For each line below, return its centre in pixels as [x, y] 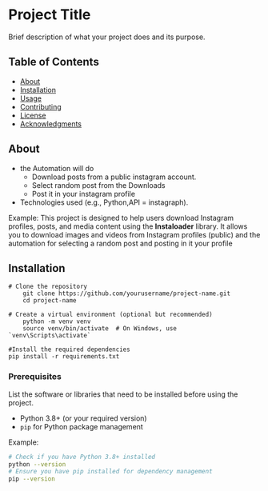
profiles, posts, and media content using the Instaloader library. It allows [128, 226]
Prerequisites [35, 377]
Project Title [50, 15]
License [33, 115]
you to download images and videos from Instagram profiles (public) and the [134, 234]
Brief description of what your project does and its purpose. [107, 37]
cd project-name [50, 301]
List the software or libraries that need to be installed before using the [123, 394]
